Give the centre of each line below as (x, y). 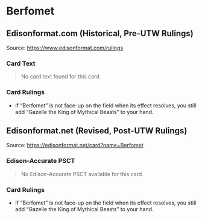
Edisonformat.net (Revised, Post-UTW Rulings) (97, 131)
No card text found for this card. (61, 77)
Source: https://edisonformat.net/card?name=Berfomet (75, 145)
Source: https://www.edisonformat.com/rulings (65, 48)
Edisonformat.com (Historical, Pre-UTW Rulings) (100, 33)
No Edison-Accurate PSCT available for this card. (82, 174)
